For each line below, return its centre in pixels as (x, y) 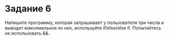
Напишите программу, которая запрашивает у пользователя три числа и (84, 22)
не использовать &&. (27, 33)
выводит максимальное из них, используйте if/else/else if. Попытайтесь (83, 27)
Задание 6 (28, 9)
